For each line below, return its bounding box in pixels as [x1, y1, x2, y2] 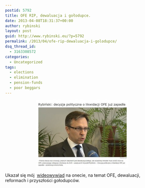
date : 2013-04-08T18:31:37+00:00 [5, 18, 73, 23]
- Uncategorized [9, 59, 43, 65]
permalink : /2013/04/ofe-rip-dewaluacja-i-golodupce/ [5, 39, 118, 44]
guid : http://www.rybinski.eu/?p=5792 [5, 34, 84, 39]
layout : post [5, 28, 32, 34]
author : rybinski [5, 23, 41, 28]
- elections [9, 70, 34, 75]
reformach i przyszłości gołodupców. [5, 177, 80, 183]
